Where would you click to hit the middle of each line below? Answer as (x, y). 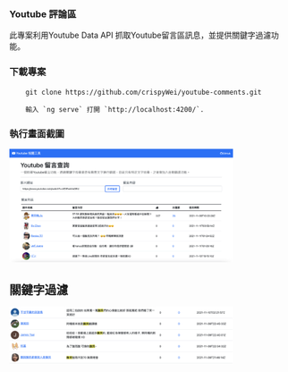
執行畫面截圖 (37, 133)
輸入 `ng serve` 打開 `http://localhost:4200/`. (115, 109)
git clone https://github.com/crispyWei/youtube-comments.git (144, 92)
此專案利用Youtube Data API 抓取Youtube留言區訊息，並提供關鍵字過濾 (140, 35)
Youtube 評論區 (43, 13)
